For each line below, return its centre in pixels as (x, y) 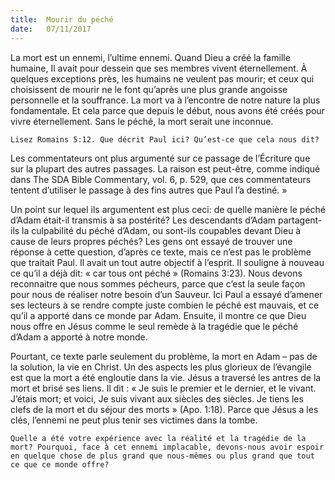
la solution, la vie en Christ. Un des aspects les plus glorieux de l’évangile (161, 367)
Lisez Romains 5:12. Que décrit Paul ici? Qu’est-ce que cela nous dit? (165, 139)
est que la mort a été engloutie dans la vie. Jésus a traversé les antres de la (166, 377)
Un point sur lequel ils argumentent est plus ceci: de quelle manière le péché (168, 209)
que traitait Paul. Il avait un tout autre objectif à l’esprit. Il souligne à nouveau (167, 262)
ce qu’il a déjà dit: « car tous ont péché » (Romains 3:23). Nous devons (156, 273)
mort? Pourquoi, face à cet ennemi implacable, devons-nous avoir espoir (167, 447)
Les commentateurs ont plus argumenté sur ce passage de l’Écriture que (160, 158)
